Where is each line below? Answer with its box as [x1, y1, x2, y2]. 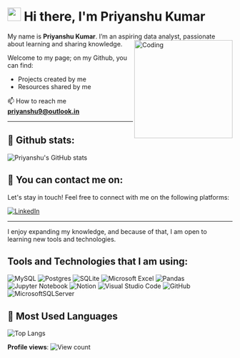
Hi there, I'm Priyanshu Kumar [24, 9, 206, 25]
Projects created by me [17, 75, 87, 83]
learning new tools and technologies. [7, 235, 116, 243]
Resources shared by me [17, 82, 91, 91]
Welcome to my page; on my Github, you [7, 53, 127, 62]
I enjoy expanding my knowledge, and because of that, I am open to [7, 227, 207, 235]
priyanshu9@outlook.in [7, 107, 80, 116]
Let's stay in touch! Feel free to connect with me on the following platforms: [7, 193, 230, 201]
